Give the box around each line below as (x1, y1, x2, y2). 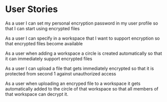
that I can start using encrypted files (5, 25, 80, 31)
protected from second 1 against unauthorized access (5, 70, 116, 76)
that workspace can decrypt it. (5, 91, 68, 97)
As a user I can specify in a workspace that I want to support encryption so (5, 35, 160, 41)
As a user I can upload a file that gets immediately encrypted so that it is (5, 65, 154, 71)
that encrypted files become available (5, 40, 83, 46)
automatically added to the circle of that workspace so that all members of (5, 85, 158, 91)
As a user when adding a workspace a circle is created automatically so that (5, 50, 162, 56)
